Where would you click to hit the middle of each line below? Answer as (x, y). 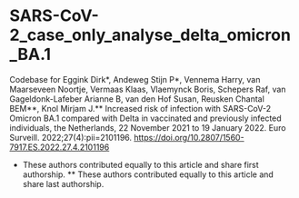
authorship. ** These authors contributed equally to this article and (148, 174)
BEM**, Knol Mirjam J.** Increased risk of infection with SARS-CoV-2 (140, 108)
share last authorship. (63, 183)
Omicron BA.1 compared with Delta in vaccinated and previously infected (145, 118)
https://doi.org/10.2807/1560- (189, 137)
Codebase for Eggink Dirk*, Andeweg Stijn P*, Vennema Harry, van (135, 79)
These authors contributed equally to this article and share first (140, 164)
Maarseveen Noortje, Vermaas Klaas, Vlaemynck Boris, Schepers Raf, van (148, 89)
